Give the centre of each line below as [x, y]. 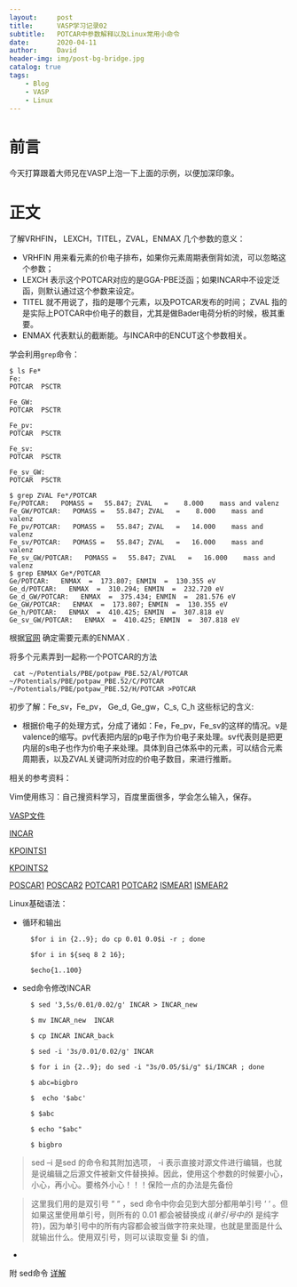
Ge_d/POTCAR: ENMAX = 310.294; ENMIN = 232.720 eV [117, 589]
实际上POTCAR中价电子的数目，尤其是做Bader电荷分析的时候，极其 [153, 313]
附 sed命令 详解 [38, 1274]
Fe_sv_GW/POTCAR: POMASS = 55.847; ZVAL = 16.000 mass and [142, 558]
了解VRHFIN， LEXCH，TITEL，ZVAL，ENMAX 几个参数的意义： [127, 239]
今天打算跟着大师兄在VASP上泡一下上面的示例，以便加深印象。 [124, 173]
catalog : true [35, 68]
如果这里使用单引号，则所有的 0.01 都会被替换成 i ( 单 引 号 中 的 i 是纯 [151, 1215]
